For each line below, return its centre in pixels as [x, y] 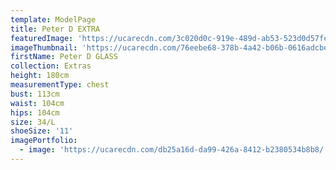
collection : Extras [51, 66]
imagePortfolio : [44, 141]
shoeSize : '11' [42, 131]
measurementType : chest [60, 85]
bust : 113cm [35, 94]
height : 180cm [40, 76]
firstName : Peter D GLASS [64, 57]
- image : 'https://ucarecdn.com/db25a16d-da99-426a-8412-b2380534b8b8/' [174, 150]
